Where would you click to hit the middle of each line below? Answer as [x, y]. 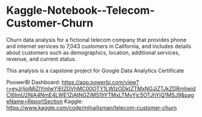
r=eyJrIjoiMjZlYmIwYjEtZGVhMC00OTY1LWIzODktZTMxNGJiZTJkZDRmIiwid [101, 88]
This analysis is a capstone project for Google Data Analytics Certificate [95, 70]
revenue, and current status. [41, 59]
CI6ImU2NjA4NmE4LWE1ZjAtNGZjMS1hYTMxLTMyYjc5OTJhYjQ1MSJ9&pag [100, 95]
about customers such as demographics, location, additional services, [93, 52]
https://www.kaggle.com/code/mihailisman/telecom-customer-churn [92, 107]
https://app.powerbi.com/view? [100, 82]
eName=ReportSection [35, 101]
